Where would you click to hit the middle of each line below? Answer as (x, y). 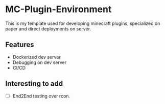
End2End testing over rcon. (41, 96)
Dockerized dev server (37, 57)
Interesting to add (34, 84)
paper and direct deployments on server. (48, 28)
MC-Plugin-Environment (58, 9)
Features (20, 45)
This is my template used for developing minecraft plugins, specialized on (83, 23)
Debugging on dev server (40, 62)
